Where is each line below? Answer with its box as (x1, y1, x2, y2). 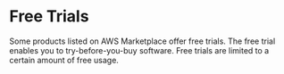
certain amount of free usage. (9, 54, 119, 65)
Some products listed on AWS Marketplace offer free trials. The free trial (9, 36, 276, 46)
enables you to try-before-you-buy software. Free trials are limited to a (9, 45, 270, 55)
